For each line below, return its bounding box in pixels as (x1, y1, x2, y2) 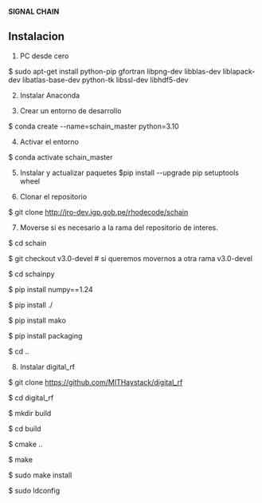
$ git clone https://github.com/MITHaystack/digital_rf (8, 377, 183, 386)
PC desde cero (19, 51, 69, 61)
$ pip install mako (8, 315, 66, 325)
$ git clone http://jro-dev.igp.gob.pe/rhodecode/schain (8, 207, 189, 216)
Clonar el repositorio (19, 192, 88, 201)
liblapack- (222, 66, 256, 76)
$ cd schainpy (8, 269, 55, 279)
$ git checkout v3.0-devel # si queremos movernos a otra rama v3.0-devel (8, 253, 253, 263)
